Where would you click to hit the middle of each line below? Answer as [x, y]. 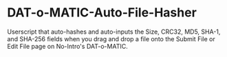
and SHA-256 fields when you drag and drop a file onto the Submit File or [111, 38]
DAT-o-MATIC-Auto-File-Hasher [102, 13]
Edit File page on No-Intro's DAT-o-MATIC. [68, 46]
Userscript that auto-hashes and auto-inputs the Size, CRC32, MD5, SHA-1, [114, 32]
